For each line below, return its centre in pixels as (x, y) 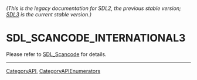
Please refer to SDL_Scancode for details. (56, 54)
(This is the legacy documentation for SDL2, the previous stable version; (94, 8)
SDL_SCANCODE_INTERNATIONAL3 (96, 38)
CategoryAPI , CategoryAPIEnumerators (53, 71)
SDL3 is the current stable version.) (49, 14)
